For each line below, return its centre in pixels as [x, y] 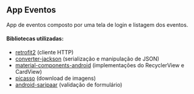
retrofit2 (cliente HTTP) [44, 52]
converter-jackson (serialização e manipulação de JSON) [87, 59]
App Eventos [31, 10]
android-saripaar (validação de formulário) [69, 85]
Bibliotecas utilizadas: [35, 38]
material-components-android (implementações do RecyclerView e [100, 65]
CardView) [29, 72]
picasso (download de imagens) [56, 78]
